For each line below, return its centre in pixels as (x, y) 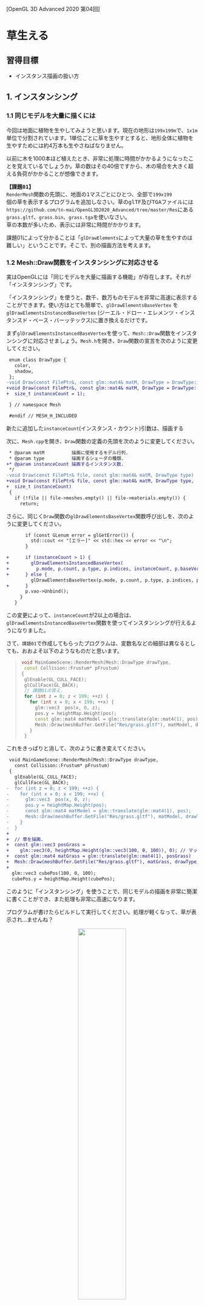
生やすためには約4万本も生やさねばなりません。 (66, 146)
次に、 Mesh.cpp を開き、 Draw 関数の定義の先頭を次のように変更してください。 (102, 441)
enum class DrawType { (38, 360)
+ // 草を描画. (25, 839)
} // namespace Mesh (35, 405)
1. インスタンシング (42, 97)
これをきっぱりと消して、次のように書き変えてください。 (78, 748)
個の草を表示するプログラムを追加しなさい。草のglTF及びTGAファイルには (100, 202)
